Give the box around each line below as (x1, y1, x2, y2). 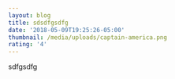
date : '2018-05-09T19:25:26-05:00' (8, 26, 125, 34)
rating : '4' (8, 41, 47, 48)
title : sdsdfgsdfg (8, 19, 69, 27)
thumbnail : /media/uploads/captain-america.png (8, 33, 168, 41)
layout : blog (8, 11, 51, 20)
